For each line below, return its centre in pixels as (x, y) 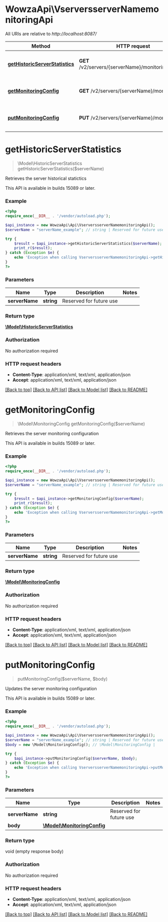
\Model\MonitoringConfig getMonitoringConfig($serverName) (81, 424)
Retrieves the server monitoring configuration (52, 433)
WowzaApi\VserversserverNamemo (82, 9)
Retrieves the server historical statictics (46, 178)
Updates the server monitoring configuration (51, 688)
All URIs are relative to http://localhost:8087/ (51, 34)
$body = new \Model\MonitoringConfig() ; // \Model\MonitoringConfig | (80, 745)
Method (41, 46)
